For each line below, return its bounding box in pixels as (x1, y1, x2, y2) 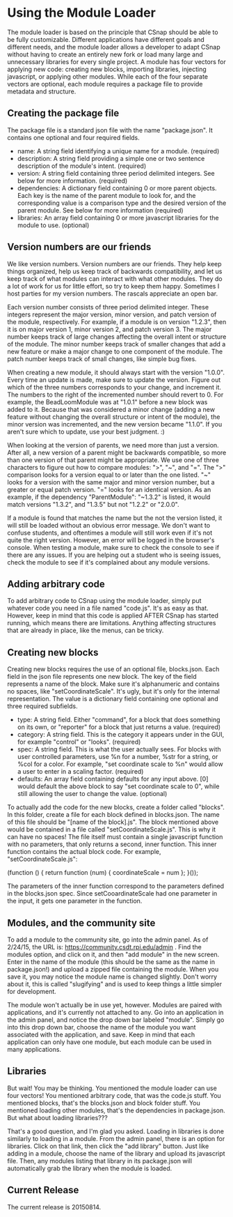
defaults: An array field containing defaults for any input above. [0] (17, 775, 209, 783)
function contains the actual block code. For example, (7, 848, 161, 856)
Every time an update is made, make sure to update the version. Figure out (7, 375, 221, 384)
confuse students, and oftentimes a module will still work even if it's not (7, 528, 213, 537)
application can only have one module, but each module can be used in (7, 1038, 212, 1046)
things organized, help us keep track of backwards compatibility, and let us (7, 267, 223, 275)
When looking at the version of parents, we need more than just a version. (7, 441, 219, 449)
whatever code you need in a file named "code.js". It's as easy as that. (7, 604, 209, 613)
